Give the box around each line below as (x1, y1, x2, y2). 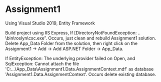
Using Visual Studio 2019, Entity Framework (5, 20, 95, 26)
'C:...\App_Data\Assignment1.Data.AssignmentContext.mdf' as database (5, 66, 154, 72)
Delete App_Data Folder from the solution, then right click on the (5, 40, 138, 46)
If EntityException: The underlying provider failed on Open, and (5, 55, 135, 61)
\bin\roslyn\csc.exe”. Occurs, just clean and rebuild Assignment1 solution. (5, 35, 156, 41)
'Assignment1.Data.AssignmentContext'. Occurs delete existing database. (5, 71, 156, 77)
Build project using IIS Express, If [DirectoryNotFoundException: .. (5, 29, 141, 35)
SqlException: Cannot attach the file (5, 60, 79, 66)
